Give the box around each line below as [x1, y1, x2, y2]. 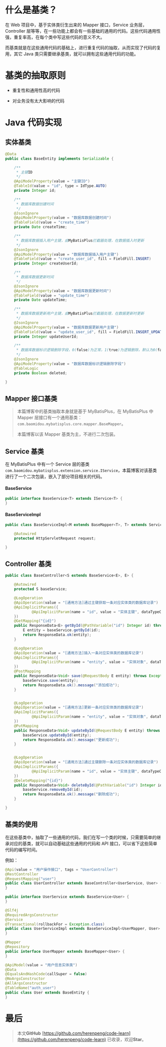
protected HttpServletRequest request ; [14, 536, 96, 541]
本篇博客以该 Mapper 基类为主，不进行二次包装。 [17, 431, 118, 437]
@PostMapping [14, 669, 41, 674]
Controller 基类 [5, 560, 52, 568]
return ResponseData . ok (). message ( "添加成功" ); [23, 683, 120, 688]
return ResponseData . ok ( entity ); [23, 632, 92, 638]
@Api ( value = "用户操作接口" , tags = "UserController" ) [5, 867, 118, 872]
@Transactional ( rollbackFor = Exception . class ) [5, 921, 105, 927]
